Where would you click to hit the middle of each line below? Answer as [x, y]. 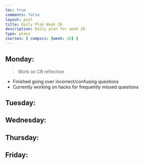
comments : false [22, 15]
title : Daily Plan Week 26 [34, 24]
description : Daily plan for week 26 [45, 29]
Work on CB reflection [41, 72]
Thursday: [22, 138]
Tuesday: [20, 103]
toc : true [16, 10]
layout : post [19, 19]
